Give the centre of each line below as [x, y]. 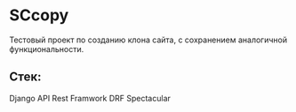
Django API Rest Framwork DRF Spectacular [90, 98]
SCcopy [39, 15]
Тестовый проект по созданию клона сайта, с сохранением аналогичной [148, 40]
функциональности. [47, 49]
